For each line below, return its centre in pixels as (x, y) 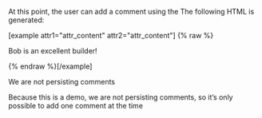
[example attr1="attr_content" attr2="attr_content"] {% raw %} (111, 35)
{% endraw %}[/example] (50, 66)
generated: (26, 20)
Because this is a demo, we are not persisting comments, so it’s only (121, 97)
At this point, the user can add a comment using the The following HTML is (131, 12)
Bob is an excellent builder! (53, 51)
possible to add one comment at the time (76, 106)
